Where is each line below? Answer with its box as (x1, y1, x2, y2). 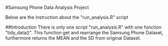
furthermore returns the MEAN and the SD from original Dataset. (5, 35, 141, 41)
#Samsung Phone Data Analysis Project (5, 5, 89, 10)
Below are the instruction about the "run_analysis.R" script (5, 14, 129, 20)
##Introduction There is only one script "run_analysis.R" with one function (5, 24, 161, 30)
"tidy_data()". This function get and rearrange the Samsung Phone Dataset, (5, 30, 163, 35)
